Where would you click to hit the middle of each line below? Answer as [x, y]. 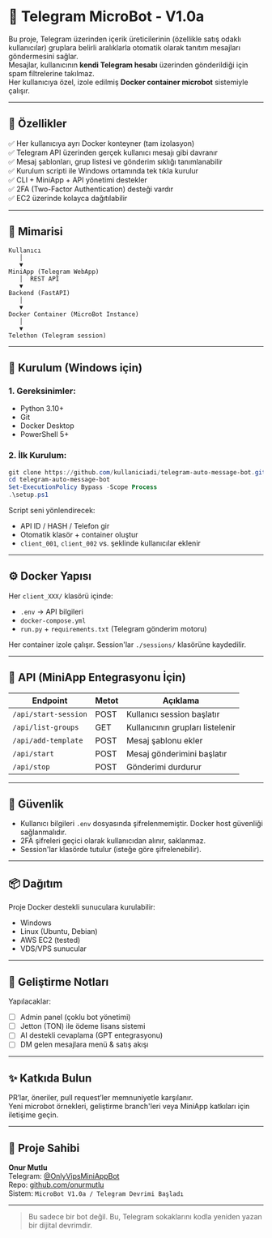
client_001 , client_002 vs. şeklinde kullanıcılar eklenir [110, 543]
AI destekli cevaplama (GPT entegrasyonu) [91, 1035]
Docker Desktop [47, 426]
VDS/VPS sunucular [53, 949]
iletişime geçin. [34, 1115]
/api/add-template [48, 740]
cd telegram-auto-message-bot [59, 480]
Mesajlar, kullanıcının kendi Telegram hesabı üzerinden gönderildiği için [128, 65]
